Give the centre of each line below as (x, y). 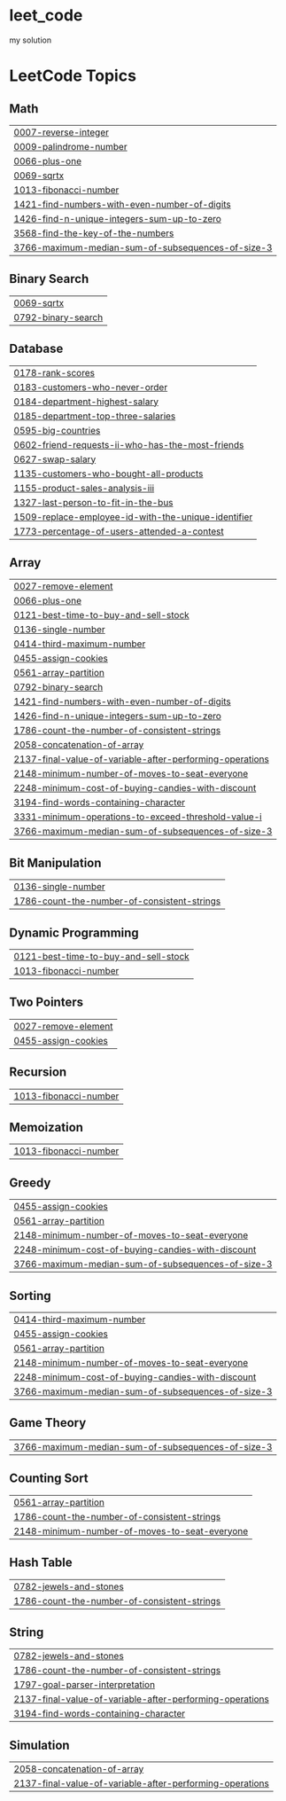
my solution (30, 40)
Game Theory (48, 1423)
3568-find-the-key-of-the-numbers (94, 233)
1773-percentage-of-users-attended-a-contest (119, 531)
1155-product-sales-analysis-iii (84, 488)
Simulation (39, 1745)
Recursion (38, 1073)
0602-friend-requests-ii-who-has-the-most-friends (129, 444)
